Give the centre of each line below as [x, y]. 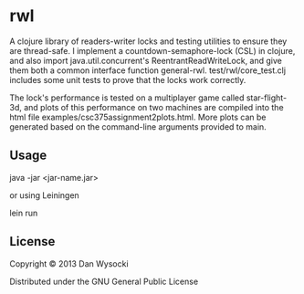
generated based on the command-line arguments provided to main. [138, 126]
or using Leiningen [44, 195]
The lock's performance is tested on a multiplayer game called [127, 98]
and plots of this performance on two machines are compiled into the [154, 107]
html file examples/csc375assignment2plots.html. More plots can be [138, 117]
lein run [24, 213]
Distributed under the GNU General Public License [104, 281]
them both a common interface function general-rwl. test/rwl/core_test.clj [147, 70]
